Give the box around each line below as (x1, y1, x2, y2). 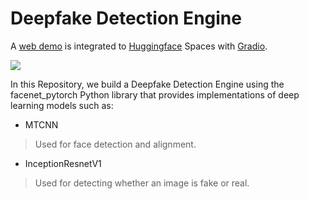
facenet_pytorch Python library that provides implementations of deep (10, 88, 300, 101)
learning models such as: (10, 99, 114, 111)
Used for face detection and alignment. (34, 138, 197, 150)
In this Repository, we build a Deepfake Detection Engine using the (10, 78, 285, 90)
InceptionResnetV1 (24, 157, 102, 169)
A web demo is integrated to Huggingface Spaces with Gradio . (10, 40, 268, 52)
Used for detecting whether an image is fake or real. (34, 177, 250, 189)
